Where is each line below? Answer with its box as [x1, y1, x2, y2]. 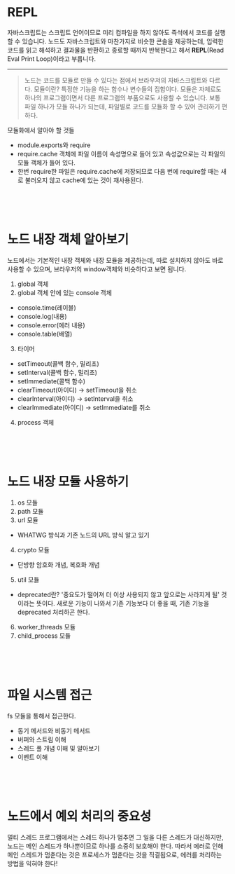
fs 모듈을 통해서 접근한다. [7, 711, 76, 720]
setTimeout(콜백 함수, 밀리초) [17, 359, 99, 368]
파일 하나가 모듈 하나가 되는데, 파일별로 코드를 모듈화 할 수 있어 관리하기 [24, 102, 220, 111]
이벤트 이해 [17, 753, 48, 761]
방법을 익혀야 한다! [7, 859, 58, 868]
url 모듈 [17, 516, 38, 524]
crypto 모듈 [17, 545, 50, 554]
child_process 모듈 [17, 631, 71, 640]
